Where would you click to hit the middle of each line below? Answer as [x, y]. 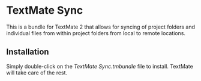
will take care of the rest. [37, 73]
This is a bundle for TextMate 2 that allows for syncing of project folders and [100, 27]
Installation [28, 52]
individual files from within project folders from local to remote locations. [96, 33]
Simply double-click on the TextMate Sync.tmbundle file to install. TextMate [100, 66]
